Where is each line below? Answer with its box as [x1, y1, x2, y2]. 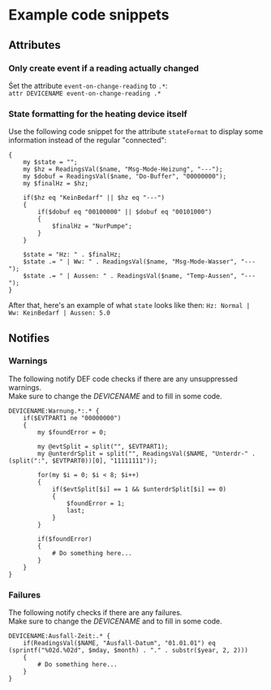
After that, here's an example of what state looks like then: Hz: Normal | [8, 301, 251, 310]
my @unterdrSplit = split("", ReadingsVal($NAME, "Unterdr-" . [37, 449, 256, 458]
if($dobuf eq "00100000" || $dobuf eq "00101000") [37, 208, 213, 216]
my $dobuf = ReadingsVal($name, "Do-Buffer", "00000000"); [23, 172, 227, 180]
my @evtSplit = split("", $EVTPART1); [37, 442, 169, 450]
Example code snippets [8, 6, 170, 24]
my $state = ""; [23, 158, 79, 167]
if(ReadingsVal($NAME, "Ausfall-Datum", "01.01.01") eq [23, 640, 217, 648]
